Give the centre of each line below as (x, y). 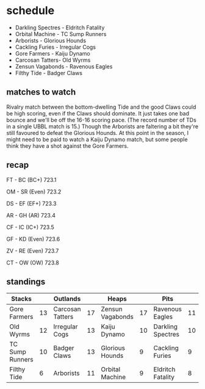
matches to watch (41, 92)
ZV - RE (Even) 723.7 (33, 250)
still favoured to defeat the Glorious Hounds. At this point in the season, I (98, 133)
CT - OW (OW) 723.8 (33, 263)
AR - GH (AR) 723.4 (31, 215)
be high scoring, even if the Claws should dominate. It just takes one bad (98, 113)
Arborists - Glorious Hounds (51, 40)
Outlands (67, 299)
